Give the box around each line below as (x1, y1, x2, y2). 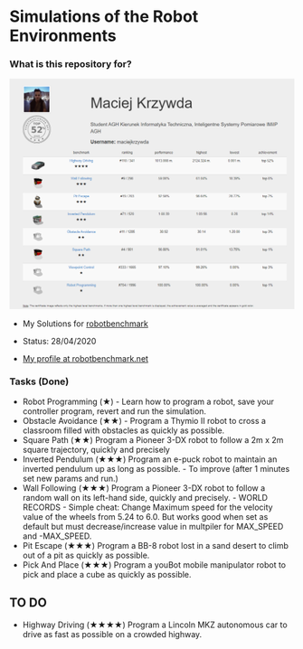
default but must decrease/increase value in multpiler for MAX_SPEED (22, 521, 284, 531)
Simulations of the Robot (9, 6, 199, 27)
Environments (9, 25, 118, 46)
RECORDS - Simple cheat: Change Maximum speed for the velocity (22, 502, 273, 513)
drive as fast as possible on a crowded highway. (22, 628, 203, 639)
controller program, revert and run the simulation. (22, 405, 206, 417)
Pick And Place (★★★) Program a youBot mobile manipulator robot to (22, 559, 287, 570)
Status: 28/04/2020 (22, 335, 97, 346)
